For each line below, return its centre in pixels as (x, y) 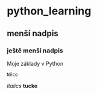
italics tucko (22, 86)
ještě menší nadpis (35, 51)
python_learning (49, 11)
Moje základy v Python (35, 63)
